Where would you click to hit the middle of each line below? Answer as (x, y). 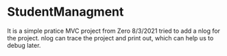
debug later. (24, 45)
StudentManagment (65, 12)
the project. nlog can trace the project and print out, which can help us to (110, 38)
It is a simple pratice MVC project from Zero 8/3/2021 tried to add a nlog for (114, 31)
